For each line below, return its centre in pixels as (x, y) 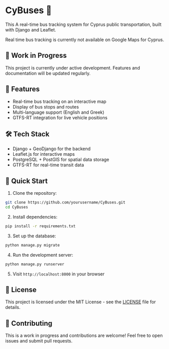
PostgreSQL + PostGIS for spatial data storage (61, 160)
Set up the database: (34, 236)
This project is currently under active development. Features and (73, 67)
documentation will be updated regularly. (48, 73)
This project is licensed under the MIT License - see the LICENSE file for (80, 302)
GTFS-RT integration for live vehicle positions (60, 117)
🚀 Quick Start (27, 181)
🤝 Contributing (29, 323)
